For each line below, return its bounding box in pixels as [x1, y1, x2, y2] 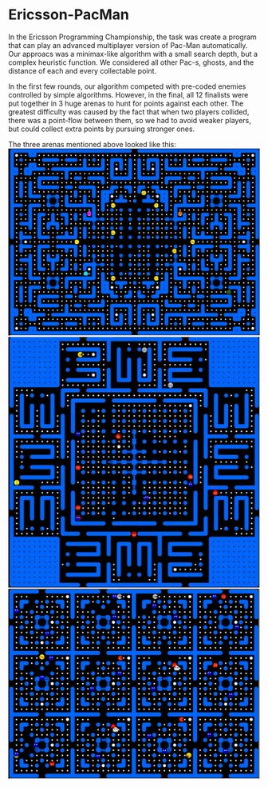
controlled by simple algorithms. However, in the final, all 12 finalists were [8, 90, 249, 99]
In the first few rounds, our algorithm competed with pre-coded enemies [8, 82, 246, 91]
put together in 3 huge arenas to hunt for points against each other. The [8, 98, 244, 108]
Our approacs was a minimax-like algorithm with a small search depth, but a [8, 49, 258, 58]
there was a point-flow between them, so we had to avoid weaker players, [8, 115, 251, 125]
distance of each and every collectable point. [8, 66, 157, 75]
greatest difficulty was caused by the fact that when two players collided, [8, 106, 250, 117]
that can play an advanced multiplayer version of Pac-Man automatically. [8, 40, 248, 50]
